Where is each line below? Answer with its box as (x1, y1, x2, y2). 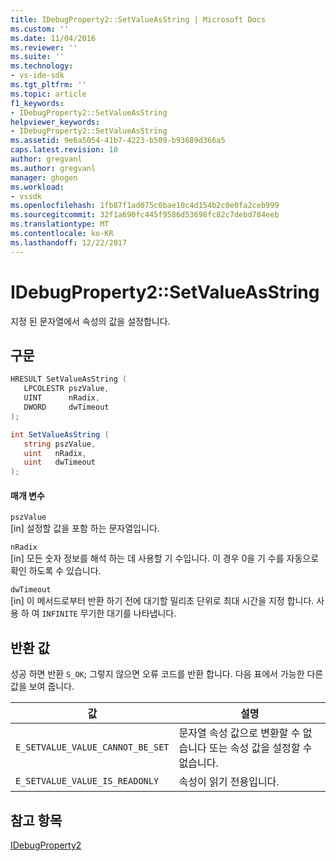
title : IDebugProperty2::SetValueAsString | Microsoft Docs (10, 14, 267, 25)
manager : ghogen (10, 172, 78, 183)
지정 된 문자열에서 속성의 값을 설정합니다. (10, 315, 171, 327)
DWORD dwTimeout (23, 402, 110, 412)
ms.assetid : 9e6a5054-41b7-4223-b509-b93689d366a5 (10, 136, 226, 146)
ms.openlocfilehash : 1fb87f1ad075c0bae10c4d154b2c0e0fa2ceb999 (10, 201, 280, 211)
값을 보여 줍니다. (10, 681, 75, 693)
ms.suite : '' (10, 52, 65, 62)
